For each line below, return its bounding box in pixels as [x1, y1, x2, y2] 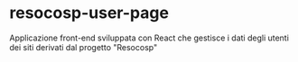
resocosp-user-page [9, 3, 170, 23]
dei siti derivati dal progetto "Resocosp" [9, 41, 158, 52]
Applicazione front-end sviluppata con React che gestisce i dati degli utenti [9, 32, 289, 43]
